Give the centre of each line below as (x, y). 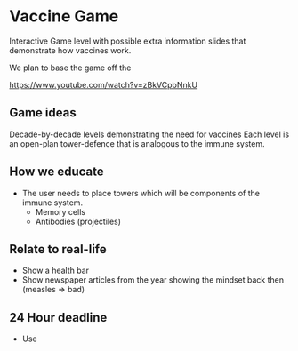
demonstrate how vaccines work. (70, 50)
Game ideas (43, 113)
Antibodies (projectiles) (78, 221)
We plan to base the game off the (70, 68)
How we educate (56, 172)
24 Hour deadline (58, 317)
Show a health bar (56, 271)
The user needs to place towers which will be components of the (141, 193)
